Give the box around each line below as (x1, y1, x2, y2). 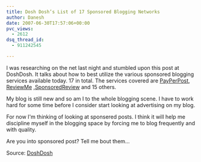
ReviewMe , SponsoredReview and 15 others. (6, 83, 116, 90)
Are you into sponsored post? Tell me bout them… (6, 137, 130, 145)
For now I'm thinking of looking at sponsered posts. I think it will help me (6, 113, 185, 120)
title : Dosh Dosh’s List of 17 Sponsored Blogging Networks (6, 8, 161, 15)
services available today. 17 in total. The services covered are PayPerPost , (6, 76, 191, 84)
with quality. (6, 126, 37, 133)
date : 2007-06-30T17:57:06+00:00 (6, 20, 90, 26)
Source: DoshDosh (6, 149, 53, 157)
